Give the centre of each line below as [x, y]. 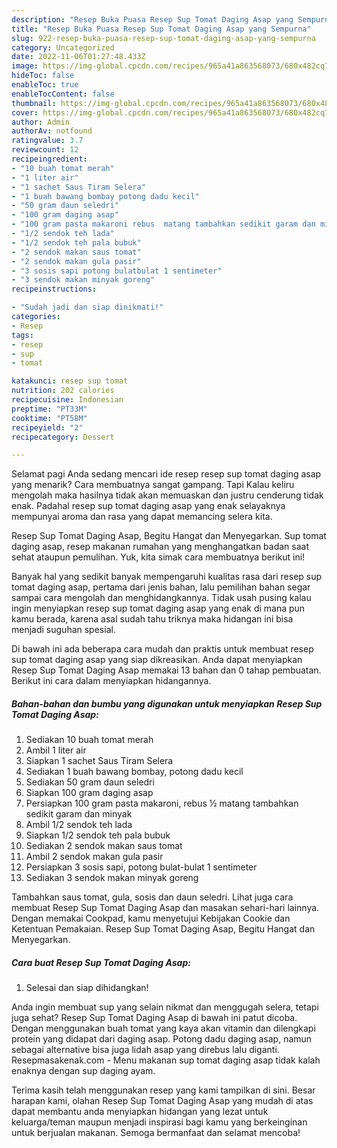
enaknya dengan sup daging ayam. [83, 1071]
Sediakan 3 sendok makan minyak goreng [112, 878]
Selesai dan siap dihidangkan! [87, 988]
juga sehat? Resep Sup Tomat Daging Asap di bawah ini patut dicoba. [154, 1018]
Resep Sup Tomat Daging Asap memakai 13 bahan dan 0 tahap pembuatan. [166, 670]
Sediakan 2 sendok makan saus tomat [104, 846]
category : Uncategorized [63, 47]
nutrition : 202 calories [63, 391]
